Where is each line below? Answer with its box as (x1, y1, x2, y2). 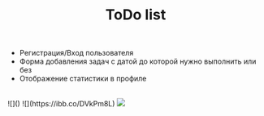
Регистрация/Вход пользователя (19, 48, 134, 57)
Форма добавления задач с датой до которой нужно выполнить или (19, 56, 257, 66)
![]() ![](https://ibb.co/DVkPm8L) (7, 98, 115, 108)
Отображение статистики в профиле (19, 73, 147, 83)
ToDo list (105, 6, 167, 24)
